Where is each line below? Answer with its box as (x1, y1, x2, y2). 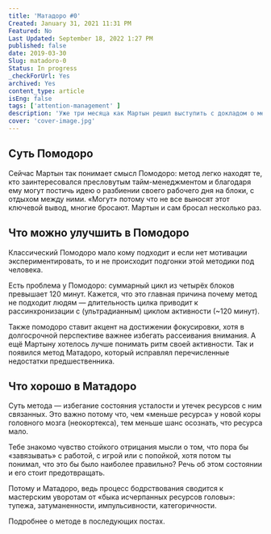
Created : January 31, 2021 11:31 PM (8, 19, 131, 27)
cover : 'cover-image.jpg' (8, 117, 95, 125)
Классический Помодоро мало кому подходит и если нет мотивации (8, 247, 248, 257)
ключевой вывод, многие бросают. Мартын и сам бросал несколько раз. (8, 203, 262, 212)
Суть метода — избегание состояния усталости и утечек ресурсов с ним (8, 401, 262, 410)
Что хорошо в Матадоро (8, 379, 137, 393)
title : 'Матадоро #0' (8, 11, 81, 20)
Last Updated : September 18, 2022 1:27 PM (8, 34, 153, 43)
